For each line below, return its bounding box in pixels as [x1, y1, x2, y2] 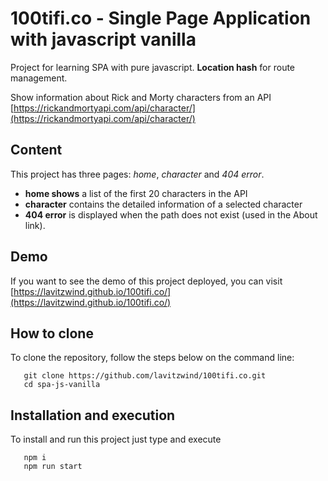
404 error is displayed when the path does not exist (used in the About [24, 208, 318, 221]
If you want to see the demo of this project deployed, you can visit [10, 275, 283, 287]
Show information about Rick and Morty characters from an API [10, 91, 272, 103]
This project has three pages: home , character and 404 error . [10, 168, 265, 180]
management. [10, 72, 68, 84]
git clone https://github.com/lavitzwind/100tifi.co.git [23, 371, 267, 381]
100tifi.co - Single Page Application [10, 7, 312, 30]
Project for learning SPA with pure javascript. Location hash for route [10, 61, 296, 73]
